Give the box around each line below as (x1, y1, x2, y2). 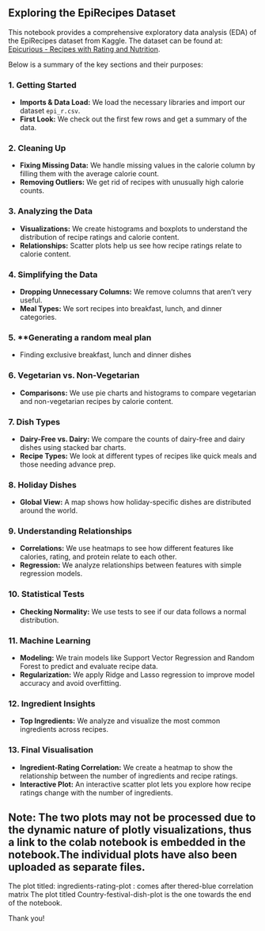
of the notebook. (8, 898, 62, 908)
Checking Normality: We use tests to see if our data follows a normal (19, 606, 247, 616)
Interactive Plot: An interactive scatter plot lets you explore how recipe (19, 779, 252, 789)
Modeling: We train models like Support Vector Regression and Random (19, 653, 255, 663)
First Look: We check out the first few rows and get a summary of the (19, 114, 248, 124)
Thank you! (8, 914, 45, 923)
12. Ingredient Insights (8, 698, 96, 709)
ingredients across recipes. (19, 725, 109, 734)
